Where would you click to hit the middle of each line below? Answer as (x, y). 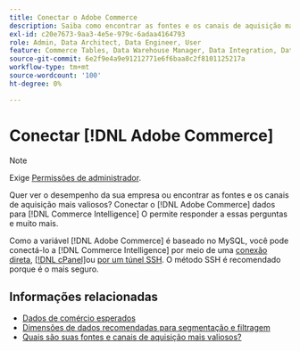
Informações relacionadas (84, 296)
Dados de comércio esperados (79, 318)
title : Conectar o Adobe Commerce (74, 17)
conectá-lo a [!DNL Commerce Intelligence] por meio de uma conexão (138, 249)
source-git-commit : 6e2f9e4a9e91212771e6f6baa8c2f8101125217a (127, 59)
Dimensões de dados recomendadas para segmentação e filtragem (146, 328)
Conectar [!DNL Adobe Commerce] (142, 135)
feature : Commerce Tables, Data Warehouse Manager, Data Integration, (143, 51)
